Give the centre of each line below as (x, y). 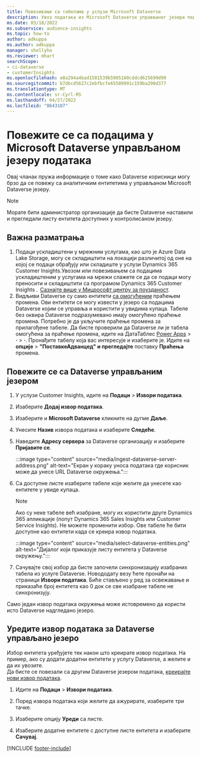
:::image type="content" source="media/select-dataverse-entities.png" (103, 543)
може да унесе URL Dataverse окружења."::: (72, 472)
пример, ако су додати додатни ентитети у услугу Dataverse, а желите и (99, 659)
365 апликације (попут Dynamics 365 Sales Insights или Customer (98, 519)
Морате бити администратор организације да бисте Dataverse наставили (100, 212)
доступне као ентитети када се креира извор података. (86, 532)
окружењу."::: (33, 556)
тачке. (23, 707)
